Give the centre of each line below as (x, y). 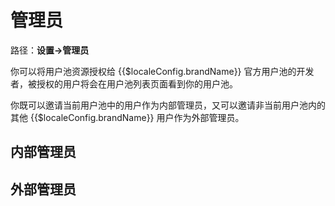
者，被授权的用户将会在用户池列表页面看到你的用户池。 (124, 83)
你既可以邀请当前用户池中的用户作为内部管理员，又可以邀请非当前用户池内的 (168, 105)
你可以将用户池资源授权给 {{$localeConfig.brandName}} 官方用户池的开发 (162, 71)
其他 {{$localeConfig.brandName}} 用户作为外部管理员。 (127, 117)
